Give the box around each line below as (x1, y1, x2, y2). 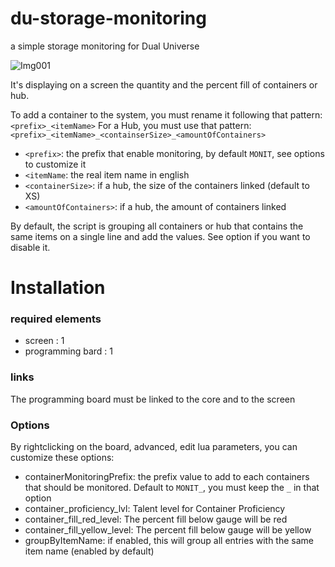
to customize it (24, 158, 87, 170)
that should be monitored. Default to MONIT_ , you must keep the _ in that (24, 482, 320, 494)
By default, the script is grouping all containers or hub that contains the (10, 220, 304, 232)
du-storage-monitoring (10, 7, 207, 30)
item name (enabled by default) (24, 545, 155, 557)
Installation (10, 277, 106, 299)
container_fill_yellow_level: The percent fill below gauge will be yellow (24, 524, 312, 536)
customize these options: (10, 452, 115, 464)
